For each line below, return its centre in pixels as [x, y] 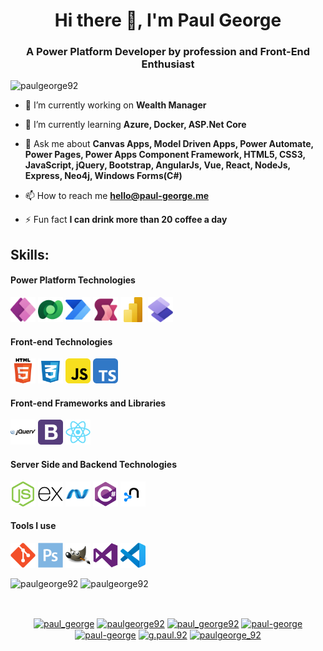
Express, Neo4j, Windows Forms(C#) [103, 176]
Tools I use [33, 526]
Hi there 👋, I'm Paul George [168, 20]
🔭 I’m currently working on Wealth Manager [115, 105]
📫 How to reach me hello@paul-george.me [117, 196]
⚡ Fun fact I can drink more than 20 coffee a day [126, 220]
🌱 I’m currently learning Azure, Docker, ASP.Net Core [135, 125]
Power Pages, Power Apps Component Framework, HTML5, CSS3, [165, 155]
